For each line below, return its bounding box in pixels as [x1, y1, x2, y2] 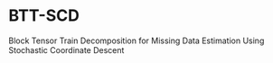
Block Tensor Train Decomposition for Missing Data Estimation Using [8, 35, 265, 46]
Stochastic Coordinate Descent [8, 44, 125, 55]
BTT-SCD [8, 5, 80, 26]
